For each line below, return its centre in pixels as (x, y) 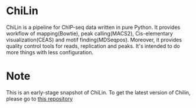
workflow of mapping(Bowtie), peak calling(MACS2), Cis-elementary (89, 33)
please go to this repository (40, 99)
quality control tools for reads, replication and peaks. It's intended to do (93, 46)
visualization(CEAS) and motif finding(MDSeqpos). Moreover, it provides (94, 40)
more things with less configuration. (50, 52)
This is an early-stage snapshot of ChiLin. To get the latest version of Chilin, (98, 92)
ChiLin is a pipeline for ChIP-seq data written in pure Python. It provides (93, 27)
